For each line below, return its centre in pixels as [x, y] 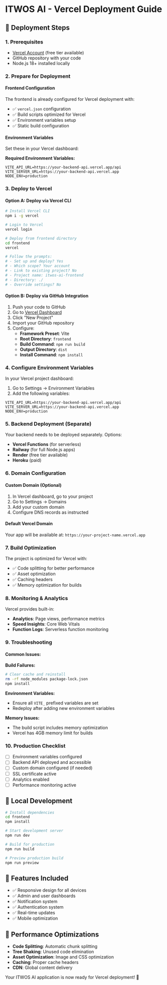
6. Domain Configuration [36, 473]
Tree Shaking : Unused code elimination [53, 952]
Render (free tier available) [40, 455]
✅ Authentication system [38, 907]
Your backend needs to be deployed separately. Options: [64, 435]
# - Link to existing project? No [41, 271]
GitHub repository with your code [47, 58]
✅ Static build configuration [41, 126]
